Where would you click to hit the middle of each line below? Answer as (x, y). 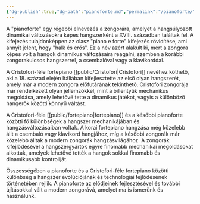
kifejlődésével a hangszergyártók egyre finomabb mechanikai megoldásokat (100, 146)
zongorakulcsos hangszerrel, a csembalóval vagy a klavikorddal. (85, 60)
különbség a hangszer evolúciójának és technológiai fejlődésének (87, 177)
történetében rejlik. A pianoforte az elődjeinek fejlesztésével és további (93, 183)
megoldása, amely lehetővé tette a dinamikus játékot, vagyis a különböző (96, 97)
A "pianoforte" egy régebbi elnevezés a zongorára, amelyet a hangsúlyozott (99, 29)
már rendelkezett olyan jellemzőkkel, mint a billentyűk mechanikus (87, 90)
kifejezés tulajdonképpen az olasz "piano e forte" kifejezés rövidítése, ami (97, 41)
